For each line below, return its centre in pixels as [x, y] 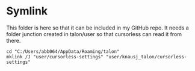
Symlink [27, 11]
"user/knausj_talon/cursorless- [146, 57]
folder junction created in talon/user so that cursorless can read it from [94, 34]
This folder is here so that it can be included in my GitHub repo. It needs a [98, 28]
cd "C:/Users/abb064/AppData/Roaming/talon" [63, 51]
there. [14, 40]
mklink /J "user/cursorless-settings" [55, 57]
